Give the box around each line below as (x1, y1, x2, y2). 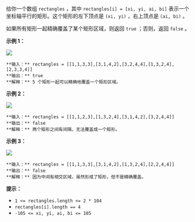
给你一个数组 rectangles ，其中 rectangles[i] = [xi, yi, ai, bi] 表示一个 (6, 5, 190, 12)
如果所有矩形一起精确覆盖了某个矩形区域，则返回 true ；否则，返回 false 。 (6, 25, 190, 32)
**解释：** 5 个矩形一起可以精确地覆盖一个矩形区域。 (6, 79, 121, 85)
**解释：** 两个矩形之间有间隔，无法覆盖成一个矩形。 (6, 127, 120, 132)
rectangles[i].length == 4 (14, 204, 81, 210)
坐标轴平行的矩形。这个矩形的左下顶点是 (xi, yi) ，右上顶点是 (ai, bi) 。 (6, 12, 188, 19)
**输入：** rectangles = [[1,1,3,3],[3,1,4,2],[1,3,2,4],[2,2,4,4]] (6, 161, 175, 167)
